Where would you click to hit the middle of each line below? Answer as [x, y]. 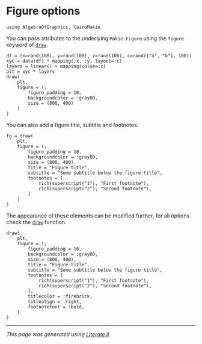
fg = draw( [20, 136]
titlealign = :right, [55, 302]
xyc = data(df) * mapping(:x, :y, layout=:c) [64, 61]
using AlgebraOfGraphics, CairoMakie [54, 27]
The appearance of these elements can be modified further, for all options [98, 216]
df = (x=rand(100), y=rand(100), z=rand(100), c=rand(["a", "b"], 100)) [99, 55]
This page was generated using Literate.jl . [59, 334]
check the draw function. [36, 222]
